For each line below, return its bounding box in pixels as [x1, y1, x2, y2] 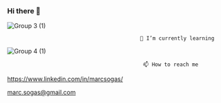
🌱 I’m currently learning [140, 35, 215, 42]
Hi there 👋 [7, 6, 41, 16]
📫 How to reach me [143, 61, 199, 68]
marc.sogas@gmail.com [7, 89, 76, 97]
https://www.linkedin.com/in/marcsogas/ [7, 75, 123, 83]
